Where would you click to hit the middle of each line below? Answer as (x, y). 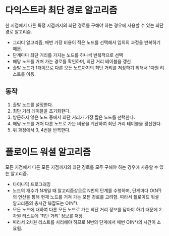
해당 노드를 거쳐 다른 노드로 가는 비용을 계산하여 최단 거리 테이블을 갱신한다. (87, 123)
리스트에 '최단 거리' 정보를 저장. (53, 216)
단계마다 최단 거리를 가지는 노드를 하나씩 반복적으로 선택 (68, 55)
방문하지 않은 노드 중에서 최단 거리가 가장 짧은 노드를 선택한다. (74, 117)
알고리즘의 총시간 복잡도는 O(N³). (45, 203)
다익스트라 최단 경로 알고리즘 (61, 10)
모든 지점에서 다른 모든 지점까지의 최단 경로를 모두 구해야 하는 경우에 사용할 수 (82, 167)
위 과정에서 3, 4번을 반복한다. (41, 130)
